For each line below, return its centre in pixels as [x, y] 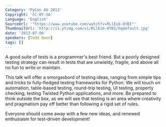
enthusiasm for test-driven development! [48, 119]
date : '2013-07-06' [26, 33]
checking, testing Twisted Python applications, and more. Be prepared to [81, 93]
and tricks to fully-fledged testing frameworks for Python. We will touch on [83, 82]
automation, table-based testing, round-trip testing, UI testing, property [79, 88]
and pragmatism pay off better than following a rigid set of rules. [72, 104]
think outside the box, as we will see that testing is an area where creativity [83, 98]
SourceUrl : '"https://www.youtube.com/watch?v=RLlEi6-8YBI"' [71, 24]
